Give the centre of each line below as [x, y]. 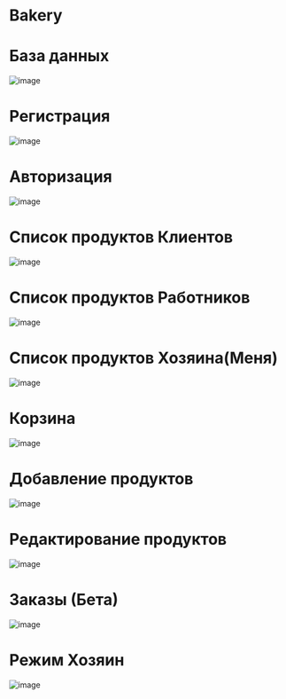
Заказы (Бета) [64, 599]
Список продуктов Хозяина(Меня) [144, 358]
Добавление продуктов [101, 479]
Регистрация [60, 117]
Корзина [43, 419]
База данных [59, 56]
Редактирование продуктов [118, 539]
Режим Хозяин [67, 660]
